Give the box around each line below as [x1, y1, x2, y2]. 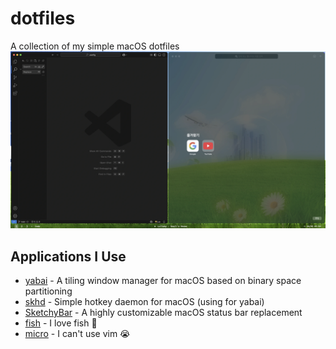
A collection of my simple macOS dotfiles [10, 40, 180, 52]
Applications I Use [10, 248, 127, 265]
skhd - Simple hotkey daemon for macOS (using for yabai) [24, 296, 265, 308]
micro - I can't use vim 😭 [24, 328, 131, 340]
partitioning [24, 285, 73, 297]
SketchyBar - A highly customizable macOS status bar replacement [24, 307, 303, 319]
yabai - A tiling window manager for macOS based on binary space [24, 275, 302, 287]
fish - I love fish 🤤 [24, 317, 98, 329]
